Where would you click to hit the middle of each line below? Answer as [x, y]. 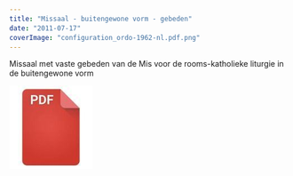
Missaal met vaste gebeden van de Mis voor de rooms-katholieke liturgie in [146, 64]
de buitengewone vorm [51, 73]
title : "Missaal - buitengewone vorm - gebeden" [101, 19]
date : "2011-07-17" [45, 28]
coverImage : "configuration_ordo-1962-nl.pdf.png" [105, 37]
